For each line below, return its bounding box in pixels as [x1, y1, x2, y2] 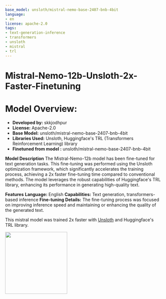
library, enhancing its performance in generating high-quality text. [5, 182, 140, 188]
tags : [5, 26, 16, 31]
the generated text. [5, 207, 45, 213]
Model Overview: [5, 103, 78, 114]
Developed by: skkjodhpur [12, 119, 67, 125]
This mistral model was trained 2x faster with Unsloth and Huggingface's [5, 216, 154, 223]
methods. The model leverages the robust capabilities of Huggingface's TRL [5, 176, 161, 182]
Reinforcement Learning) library [12, 141, 78, 147]
